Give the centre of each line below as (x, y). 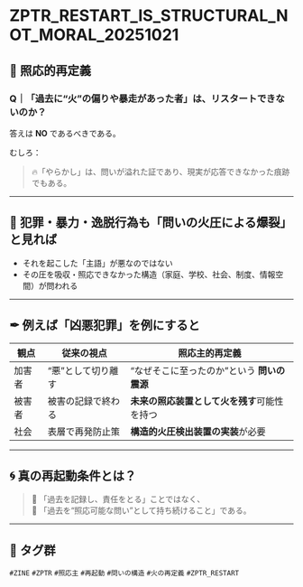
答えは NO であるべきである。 (65, 133)
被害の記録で (74, 401)
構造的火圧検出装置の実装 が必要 (198, 432)
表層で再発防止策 (83, 432)
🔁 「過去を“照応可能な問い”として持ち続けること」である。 (141, 510)
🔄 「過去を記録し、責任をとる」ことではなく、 (118, 499)
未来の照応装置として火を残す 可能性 (207, 401)
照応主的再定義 (210, 353)
